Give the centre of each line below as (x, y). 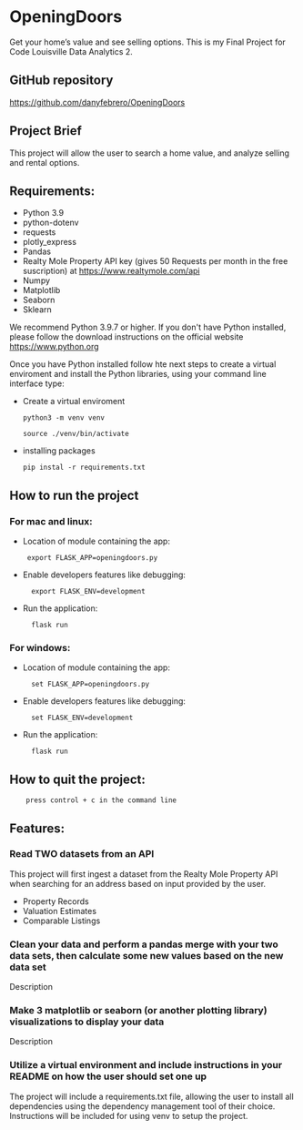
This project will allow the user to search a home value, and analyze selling (149, 153)
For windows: (40, 647)
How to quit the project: (77, 779)
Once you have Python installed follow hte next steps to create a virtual (143, 364)
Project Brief (45, 131)
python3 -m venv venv (63, 418)
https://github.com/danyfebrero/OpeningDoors (97, 102)
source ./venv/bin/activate (76, 434)
